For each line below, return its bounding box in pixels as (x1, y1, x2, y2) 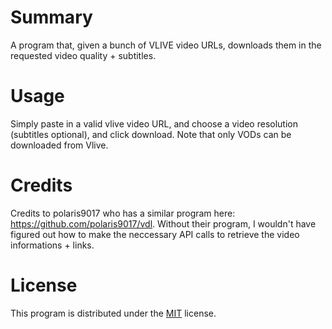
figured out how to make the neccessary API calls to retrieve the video (10, 228, 300, 240)
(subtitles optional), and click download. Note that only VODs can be (10, 128, 292, 140)
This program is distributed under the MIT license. (10, 307, 217, 319)
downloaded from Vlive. (10, 139, 109, 151)
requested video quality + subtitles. (10, 49, 157, 61)
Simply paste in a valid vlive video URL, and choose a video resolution (10, 117, 298, 130)
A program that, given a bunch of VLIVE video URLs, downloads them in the (10, 39, 322, 51)
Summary (10, 6, 93, 29)
